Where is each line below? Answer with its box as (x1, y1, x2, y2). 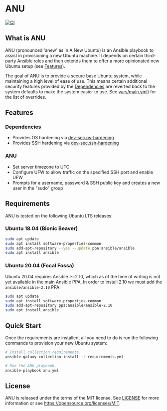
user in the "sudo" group (12, 185, 63, 191)
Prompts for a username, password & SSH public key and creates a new (12, 180, 161, 186)
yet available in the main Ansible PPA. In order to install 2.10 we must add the (5, 279, 163, 285)
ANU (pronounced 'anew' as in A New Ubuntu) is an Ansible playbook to (5, 47, 154, 53)
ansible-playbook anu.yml (5, 368, 59, 373)
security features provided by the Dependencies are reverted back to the (5, 83, 156, 89)
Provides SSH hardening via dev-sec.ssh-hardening (12, 140, 119, 146)
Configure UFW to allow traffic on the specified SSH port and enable (12, 169, 154, 175)
